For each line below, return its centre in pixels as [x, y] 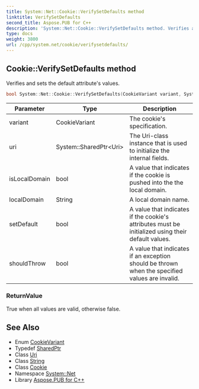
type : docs [20, 34]
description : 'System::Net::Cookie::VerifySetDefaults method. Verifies [98, 28]
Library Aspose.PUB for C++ [49, 379]
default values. [150, 239]
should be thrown [154, 263]
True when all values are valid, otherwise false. [63, 309]
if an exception [150, 256]
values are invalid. [154, 278]
